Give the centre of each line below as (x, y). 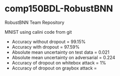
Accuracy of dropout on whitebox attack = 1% (59, 63)
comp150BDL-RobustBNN (59, 9)
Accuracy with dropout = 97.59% (46, 47)
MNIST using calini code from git (38, 32)
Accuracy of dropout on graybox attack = (54, 68)
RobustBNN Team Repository (35, 22)
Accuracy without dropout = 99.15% (49, 41)
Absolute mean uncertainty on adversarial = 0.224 (63, 57)
